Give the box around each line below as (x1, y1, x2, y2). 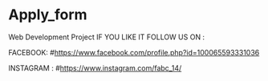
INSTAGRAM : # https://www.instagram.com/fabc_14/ (8, 63, 182, 73)
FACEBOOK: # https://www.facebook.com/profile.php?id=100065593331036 (8, 47, 260, 57)
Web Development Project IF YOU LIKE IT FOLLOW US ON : (8, 32, 205, 42)
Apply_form (8, 6, 87, 24)
